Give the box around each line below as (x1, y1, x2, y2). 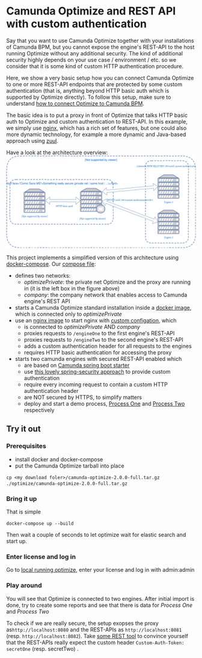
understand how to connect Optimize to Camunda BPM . (6, 99, 144, 107)
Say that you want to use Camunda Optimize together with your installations (6, 37, 194, 44)
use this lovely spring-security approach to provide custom (23, 368, 171, 375)
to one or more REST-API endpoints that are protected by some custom (6, 80, 182, 88)
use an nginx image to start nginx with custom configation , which (14, 317, 177, 324)
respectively (23, 407, 55, 414)
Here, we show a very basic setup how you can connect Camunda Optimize (6, 74, 194, 81)
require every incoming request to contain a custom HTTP (23, 381, 168, 388)
